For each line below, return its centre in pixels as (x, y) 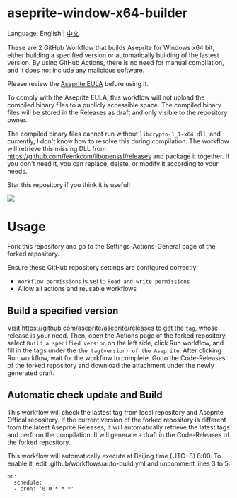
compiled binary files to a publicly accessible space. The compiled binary (114, 105)
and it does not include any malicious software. (76, 70)
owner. (17, 120)
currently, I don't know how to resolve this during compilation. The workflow (118, 141)
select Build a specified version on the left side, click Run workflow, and (116, 343)
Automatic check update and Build (85, 395)
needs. (17, 171)
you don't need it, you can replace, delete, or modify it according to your (113, 163)
